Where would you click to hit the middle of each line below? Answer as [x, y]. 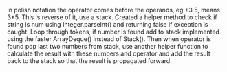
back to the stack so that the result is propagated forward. [89, 61]
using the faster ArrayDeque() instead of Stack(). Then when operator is [109, 39]
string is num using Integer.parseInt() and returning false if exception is [108, 24]
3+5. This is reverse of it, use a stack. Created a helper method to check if [112, 17]
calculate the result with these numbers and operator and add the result [109, 53]
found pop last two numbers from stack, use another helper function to [108, 46]
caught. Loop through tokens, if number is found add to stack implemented [113, 32]
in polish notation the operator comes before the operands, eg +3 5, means [113, 10]
